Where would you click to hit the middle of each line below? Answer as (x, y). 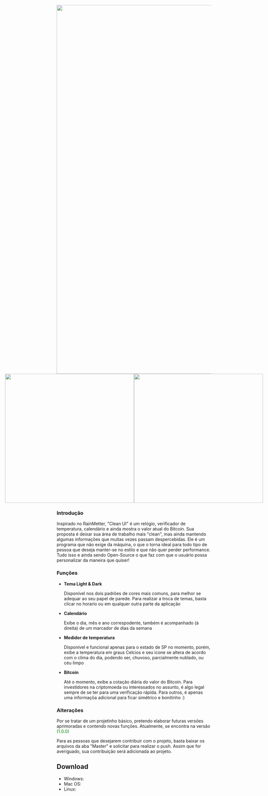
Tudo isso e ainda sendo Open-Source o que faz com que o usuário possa (132, 555)
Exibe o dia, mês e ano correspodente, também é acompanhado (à (131, 623)
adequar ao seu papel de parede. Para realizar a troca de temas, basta (135, 598)
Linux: (70, 789)
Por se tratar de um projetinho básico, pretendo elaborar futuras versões (130, 721)
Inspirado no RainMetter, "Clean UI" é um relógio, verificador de (121, 524)
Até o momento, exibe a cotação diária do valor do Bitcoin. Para (128, 682)
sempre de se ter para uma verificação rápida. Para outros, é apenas (133, 692)
